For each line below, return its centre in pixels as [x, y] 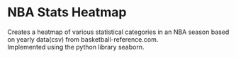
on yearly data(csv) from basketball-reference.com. [83, 39]
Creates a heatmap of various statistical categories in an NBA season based [118, 32]
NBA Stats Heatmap [67, 12]
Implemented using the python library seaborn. [76, 47]
